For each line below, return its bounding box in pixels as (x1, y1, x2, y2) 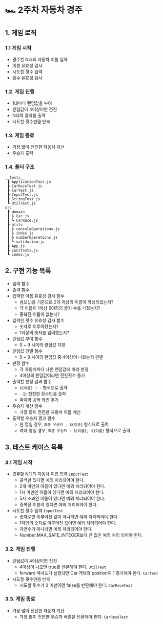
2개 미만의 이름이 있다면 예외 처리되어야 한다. (19, 483, 106, 489)
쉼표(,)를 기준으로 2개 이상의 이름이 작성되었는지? (19, 299, 114, 305)
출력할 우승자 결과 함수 (12, 415, 56, 421)
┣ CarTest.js (7, 188, 34, 193)
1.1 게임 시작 (5, 45, 32, 51)
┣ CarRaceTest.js (7, 184, 42, 188)
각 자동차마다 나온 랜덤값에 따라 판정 (19, 366, 89, 372)
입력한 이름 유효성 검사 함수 (12, 293, 65, 299)
